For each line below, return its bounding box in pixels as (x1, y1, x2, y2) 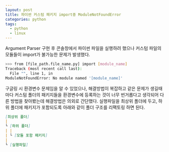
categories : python (5, 17, 46, 22)
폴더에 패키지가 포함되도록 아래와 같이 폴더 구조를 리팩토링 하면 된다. (10, 104, 145, 110)
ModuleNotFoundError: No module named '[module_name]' (5, 75, 123, 81)
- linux (10, 31, 26, 36)
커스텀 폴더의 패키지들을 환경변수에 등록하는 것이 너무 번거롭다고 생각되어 (14, 92, 159, 98)
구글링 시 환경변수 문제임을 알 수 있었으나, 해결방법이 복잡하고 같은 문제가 (5, 85, 149, 91)
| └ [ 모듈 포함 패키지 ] (5, 133, 48, 138)
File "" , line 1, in (10, 71, 53, 76)
